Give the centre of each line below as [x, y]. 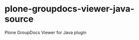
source [19, 19]
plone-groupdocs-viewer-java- [69, 9]
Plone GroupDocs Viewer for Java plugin [46, 32]
